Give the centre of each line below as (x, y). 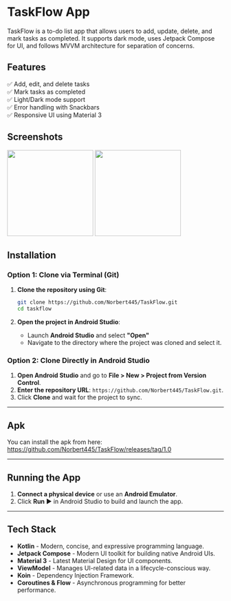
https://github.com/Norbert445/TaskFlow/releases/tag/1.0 (89, 450)
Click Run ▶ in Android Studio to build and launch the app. (100, 501)
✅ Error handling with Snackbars (53, 107)
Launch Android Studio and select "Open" (88, 335)
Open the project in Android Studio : (68, 322)
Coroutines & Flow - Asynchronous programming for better (101, 582)
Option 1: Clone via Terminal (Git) (63, 275)
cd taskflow (34, 309)
